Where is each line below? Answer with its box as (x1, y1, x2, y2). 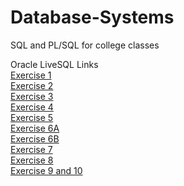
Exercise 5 (10, 111, 54, 123)
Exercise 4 (10, 101, 54, 113)
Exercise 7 (10, 143, 53, 155)
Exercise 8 (10, 154, 54, 166)
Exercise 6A (10, 122, 60, 134)
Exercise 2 (10, 79, 54, 91)
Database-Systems (10, 6, 175, 29)
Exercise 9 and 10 (10, 164, 83, 176)
